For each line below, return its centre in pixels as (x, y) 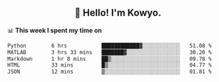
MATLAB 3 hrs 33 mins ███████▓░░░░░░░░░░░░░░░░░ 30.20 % (109, 52)
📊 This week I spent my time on (55, 30)
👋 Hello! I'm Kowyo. (118, 13)
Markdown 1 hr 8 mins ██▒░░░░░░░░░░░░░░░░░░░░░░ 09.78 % (109, 59)
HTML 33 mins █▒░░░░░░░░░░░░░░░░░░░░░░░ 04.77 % (109, 65)
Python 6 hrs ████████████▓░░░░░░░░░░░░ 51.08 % (109, 46)
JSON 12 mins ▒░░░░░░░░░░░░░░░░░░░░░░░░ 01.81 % (109, 72)
